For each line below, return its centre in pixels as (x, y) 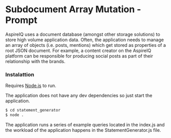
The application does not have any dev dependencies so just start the (79, 96)
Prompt (21, 20)
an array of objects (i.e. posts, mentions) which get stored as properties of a (86, 45)
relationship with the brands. (35, 61)
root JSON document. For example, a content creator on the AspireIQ (78, 50)
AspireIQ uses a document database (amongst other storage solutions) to (83, 34)
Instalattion (20, 74)
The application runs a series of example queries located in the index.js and (85, 125)
